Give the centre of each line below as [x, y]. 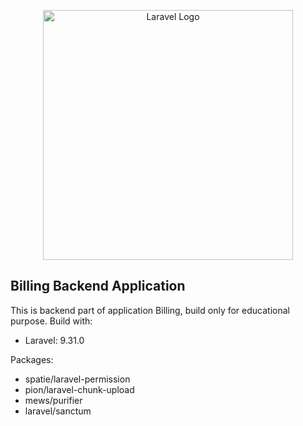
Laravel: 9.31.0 [54, 340]
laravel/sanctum [58, 411]
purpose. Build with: [51, 321]
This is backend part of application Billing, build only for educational [150, 310]
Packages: [32, 359]
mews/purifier [53, 400]
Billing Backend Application [98, 286]
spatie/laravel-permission [77, 379]
